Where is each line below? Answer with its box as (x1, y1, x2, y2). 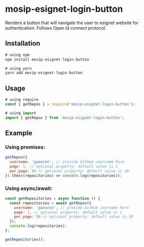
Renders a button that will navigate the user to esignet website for (5, 20, 139, 26)
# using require (5, 97, 38, 102)
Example (5, 129, 33, 137)
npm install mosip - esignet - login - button (5, 57, 90, 62)
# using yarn (5, 66, 32, 71)
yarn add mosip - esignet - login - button (5, 71, 83, 75)
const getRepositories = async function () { (5, 196, 100, 201)
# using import (5, 110, 36, 115)
